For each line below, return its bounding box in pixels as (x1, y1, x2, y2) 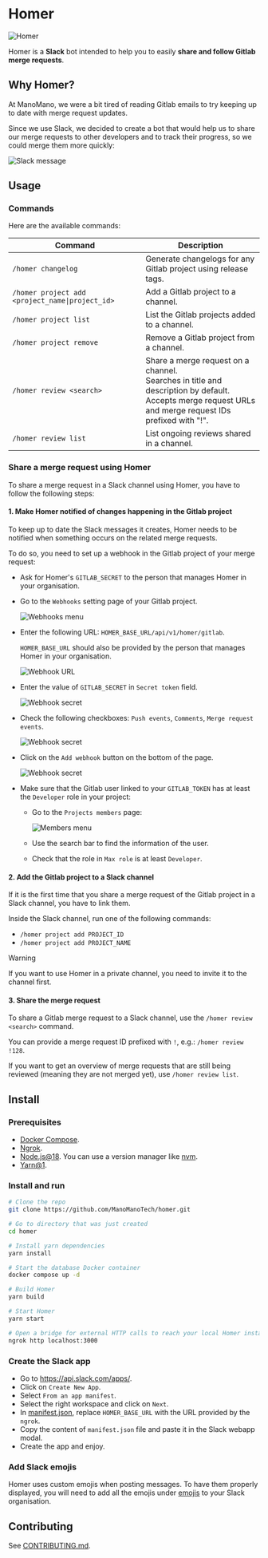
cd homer (8, 1227, 37, 1236)
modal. (19, 1433, 43, 1442)
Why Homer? (8, 78, 75, 92)
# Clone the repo (8, 1198, 66, 1206)
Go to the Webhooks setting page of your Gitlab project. (19, 596, 198, 606)
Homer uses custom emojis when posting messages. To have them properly (8, 1480, 258, 1489)
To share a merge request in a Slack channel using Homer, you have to (8, 480, 241, 489)
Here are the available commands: (8, 221, 121, 231)
